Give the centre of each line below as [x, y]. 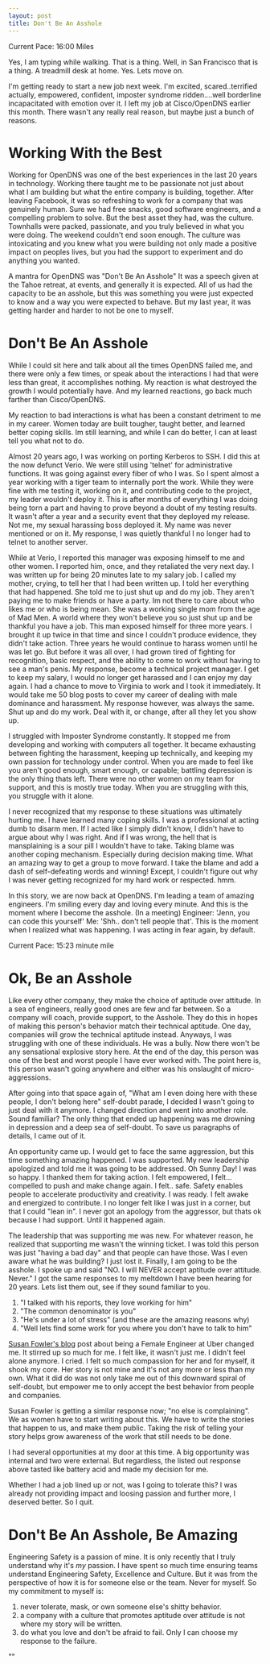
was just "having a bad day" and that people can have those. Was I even [128, 1253]
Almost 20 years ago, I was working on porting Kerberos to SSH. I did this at [134, 457]
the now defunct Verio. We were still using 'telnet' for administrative [121, 465]
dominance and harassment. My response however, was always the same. [131, 703]
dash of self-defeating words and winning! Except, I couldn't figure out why [133, 872]
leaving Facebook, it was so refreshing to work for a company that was [126, 201]
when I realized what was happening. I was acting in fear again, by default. [132, 930]
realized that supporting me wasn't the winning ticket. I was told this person [134, 1244]
